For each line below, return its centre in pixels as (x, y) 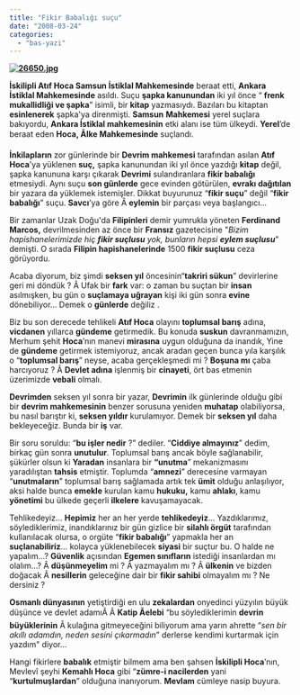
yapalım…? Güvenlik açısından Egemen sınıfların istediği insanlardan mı (143, 556)
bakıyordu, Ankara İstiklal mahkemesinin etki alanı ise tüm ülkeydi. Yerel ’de (150, 124)
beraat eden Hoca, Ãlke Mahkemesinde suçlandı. (101, 134)
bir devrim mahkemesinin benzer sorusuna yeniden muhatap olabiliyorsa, (147, 407)
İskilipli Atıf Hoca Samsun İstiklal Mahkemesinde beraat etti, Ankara (138, 86)
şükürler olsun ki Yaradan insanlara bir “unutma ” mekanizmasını (129, 462)
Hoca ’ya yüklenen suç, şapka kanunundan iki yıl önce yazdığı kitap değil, (146, 165)
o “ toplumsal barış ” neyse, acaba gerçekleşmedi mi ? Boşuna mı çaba (140, 360)
